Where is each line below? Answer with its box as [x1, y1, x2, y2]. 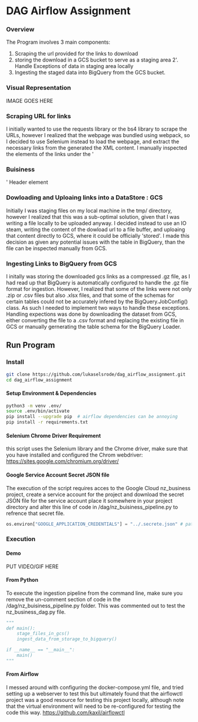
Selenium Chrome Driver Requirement [6, 432, 101, 439]
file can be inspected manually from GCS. [6, 244, 107, 252]
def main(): [6, 625, 35, 631]
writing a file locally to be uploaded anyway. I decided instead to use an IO [6, 219, 187, 226]
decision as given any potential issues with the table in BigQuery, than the [6, 238, 186, 245]
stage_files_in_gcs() [16, 631, 70, 637]
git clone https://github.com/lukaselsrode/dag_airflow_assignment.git [6, 371, 186, 377]
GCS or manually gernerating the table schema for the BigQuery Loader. [6, 323, 181, 330]
